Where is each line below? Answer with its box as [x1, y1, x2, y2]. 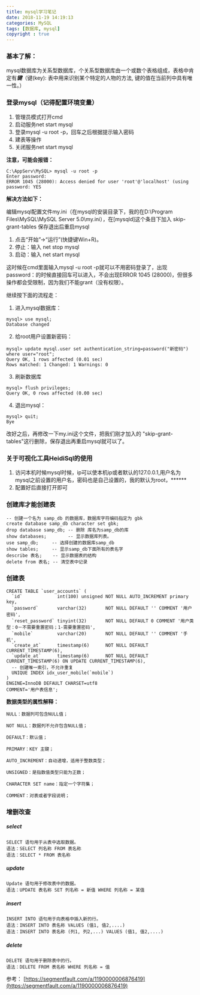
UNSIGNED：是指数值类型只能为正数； [6, 769, 86, 776]
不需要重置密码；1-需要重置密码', [22, 624, 96, 630]
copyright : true [6, 31, 50, 37]
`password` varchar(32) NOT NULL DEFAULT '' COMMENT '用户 [11, 605, 193, 611]
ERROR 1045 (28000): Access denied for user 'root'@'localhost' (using [6, 179, 189, 185]
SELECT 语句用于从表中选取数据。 [6, 839, 79, 845]
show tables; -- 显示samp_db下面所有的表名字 [6, 546, 124, 553]
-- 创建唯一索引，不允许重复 [11, 664, 74, 670]
